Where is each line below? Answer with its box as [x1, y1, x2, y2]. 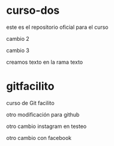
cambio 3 [6, 46, 30, 54]
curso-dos [6, 4, 60, 17]
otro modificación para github [6, 111, 80, 118]
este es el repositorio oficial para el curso [6, 23, 109, 31]
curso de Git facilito [6, 99, 55, 106]
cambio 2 [6, 35, 30, 42]
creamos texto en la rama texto [6, 58, 83, 65]
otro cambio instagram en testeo [6, 123, 87, 130]
